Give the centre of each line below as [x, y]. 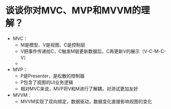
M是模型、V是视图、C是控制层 [53, 45]
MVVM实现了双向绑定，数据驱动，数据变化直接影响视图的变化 [86, 101]
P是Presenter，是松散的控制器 [52, 76]
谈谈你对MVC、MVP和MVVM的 [73, 10]
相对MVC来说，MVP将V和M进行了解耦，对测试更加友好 [79, 89]
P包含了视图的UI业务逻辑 [47, 82]
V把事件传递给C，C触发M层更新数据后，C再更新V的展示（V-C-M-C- [93, 51]
